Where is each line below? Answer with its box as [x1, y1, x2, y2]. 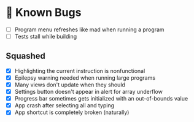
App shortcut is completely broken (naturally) [14, 109, 130, 116]
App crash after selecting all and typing [14, 102, 115, 109]
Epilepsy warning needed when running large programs [14, 74, 156, 82]
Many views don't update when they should [14, 81, 125, 88]
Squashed [6, 51, 45, 61]
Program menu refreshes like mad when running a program [14, 26, 165, 33]
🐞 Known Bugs [6, 6, 82, 20]
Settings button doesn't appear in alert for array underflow [14, 88, 163, 96]
